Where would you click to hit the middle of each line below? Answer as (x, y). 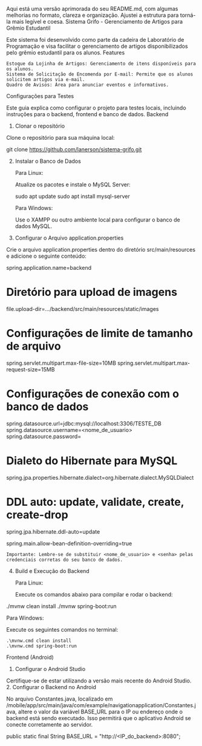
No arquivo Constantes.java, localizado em (60, 699)
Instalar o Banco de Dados (48, 161)
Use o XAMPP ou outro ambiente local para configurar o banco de (97, 220)
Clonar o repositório (40, 126)
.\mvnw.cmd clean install (39, 641)
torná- (188, 15)
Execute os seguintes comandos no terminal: (62, 629)
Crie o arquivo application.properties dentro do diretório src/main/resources (101, 250)
